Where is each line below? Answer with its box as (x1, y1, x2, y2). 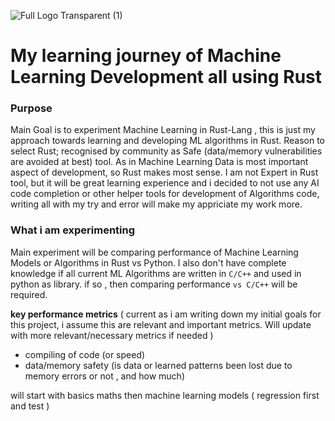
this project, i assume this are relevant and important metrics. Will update (10, 318, 312, 330)
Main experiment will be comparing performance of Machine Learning (10, 246, 299, 258)
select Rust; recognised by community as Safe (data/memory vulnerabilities (10, 145, 323, 157)
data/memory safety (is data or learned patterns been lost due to (24, 359, 293, 371)
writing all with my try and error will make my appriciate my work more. (10, 198, 303, 210)
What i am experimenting (10, 223, 136, 237)
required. (10, 288, 48, 300)
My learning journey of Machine (10, 45, 282, 67)
